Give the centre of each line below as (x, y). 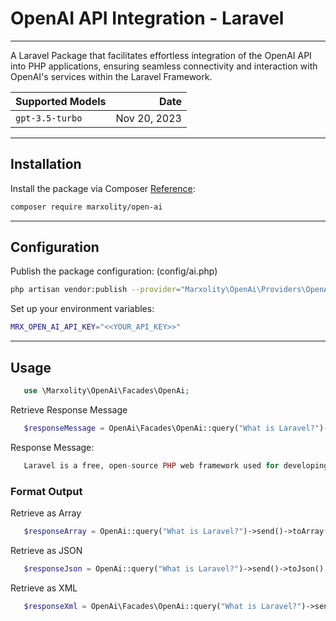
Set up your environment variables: (82, 309)
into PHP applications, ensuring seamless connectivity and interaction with (164, 66)
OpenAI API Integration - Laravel (147, 18)
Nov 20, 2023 (148, 118)
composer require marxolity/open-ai (86, 207)
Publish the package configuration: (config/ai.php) (114, 271)
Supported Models (61, 101)
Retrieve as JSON (46, 550)
